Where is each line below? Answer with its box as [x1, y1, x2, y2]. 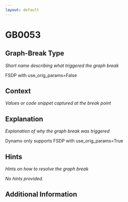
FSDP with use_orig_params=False [5, 72, 77, 78]
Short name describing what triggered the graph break [5, 62, 119, 69]
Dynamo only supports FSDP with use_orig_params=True [5, 138, 123, 144]
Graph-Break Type [5, 49, 64, 58]
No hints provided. [5, 176, 44, 182]
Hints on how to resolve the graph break [5, 166, 89, 172]
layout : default [5, 7, 39, 13]
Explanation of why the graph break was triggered [5, 128, 110, 134]
